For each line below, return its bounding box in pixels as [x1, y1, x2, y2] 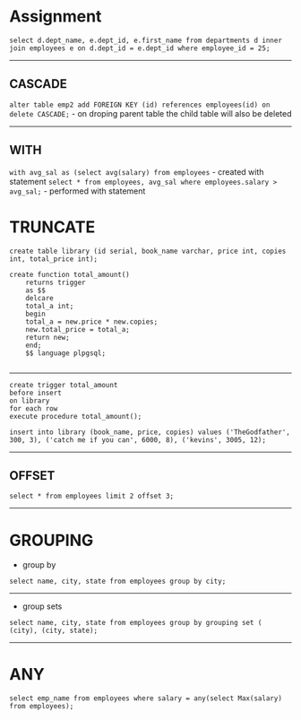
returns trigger [25, 278, 87, 287]
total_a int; [25, 301, 74, 310]
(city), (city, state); [9, 626, 99, 636]
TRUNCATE [9, 217, 96, 237]
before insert [9, 388, 63, 397]
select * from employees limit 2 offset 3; [9, 491, 175, 501]
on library [9, 396, 50, 405]
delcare [25, 293, 54, 302]
